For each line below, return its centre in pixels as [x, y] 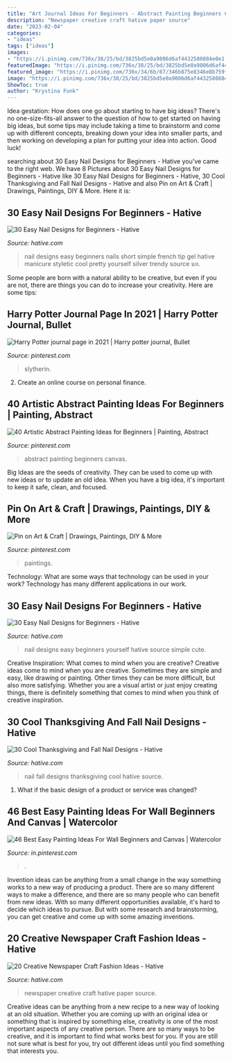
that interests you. [33, 1051]
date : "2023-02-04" [35, 26]
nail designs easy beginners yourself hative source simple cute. [115, 650]
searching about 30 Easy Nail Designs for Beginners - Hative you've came [113, 161]
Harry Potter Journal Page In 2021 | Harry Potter [113, 314]
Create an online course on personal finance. [82, 382]
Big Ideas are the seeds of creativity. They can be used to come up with [110, 472]
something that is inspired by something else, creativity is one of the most [113, 1021]
